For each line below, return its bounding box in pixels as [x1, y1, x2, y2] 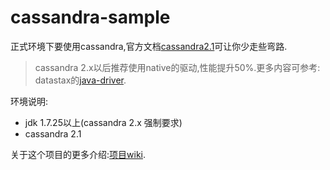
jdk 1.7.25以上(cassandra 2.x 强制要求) [24, 116, 183, 128]
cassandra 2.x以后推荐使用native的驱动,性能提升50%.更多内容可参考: [34, 61, 321, 73]
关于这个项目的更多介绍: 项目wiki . [10, 148, 147, 160]
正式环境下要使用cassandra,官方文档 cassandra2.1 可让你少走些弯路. [10, 40, 288, 52]
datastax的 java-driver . [34, 74, 127, 86]
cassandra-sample [10, 6, 171, 29]
